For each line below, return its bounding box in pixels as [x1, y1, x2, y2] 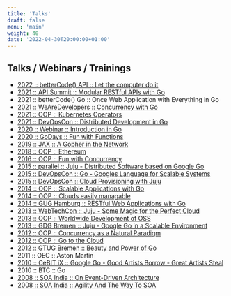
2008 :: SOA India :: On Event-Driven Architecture [17, 273, 160, 281]
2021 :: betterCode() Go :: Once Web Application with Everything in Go [17, 95, 219, 103]
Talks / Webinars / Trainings [7, 62, 132, 74]
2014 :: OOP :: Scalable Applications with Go [17, 184, 145, 193]
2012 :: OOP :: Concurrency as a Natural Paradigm [17, 228, 161, 237]
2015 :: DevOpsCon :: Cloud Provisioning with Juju [17, 177, 161, 185]
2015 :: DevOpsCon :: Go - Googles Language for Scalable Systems [17, 169, 211, 178]
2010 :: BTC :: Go [17, 266, 66, 274]
